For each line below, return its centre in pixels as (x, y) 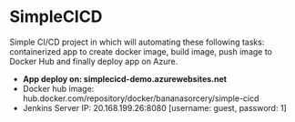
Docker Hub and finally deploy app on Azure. (94, 61)
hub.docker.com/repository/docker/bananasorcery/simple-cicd (141, 98)
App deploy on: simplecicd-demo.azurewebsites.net (125, 78)
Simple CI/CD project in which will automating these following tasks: (137, 42)
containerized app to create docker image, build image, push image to (141, 51)
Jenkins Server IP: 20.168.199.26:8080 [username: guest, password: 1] (154, 107)
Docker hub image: (58, 88)
